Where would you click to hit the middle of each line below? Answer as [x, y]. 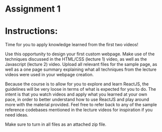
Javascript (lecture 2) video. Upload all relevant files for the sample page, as [81, 65]
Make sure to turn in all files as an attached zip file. [56, 124]
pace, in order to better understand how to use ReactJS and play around [77, 99]
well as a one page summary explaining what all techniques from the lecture [81, 69]
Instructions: [31, 31]
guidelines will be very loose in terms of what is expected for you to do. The [81, 89]
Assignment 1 [33, 9]
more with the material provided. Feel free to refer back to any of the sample [81, 105]
